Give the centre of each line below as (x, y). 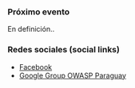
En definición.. (31, 29)
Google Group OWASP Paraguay (73, 75)
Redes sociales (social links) (64, 50)
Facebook (36, 67)
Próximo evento (39, 12)
